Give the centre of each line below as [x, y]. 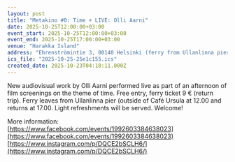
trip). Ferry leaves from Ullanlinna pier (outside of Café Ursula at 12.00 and [114, 100]
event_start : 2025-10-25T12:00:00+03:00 [67, 33]
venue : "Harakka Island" [43, 46]
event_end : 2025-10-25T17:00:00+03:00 [64, 40]
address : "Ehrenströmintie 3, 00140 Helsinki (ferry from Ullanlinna [111, 53]
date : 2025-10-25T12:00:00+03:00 [56, 27]
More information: [33, 121]
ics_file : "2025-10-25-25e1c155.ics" [62, 59]
